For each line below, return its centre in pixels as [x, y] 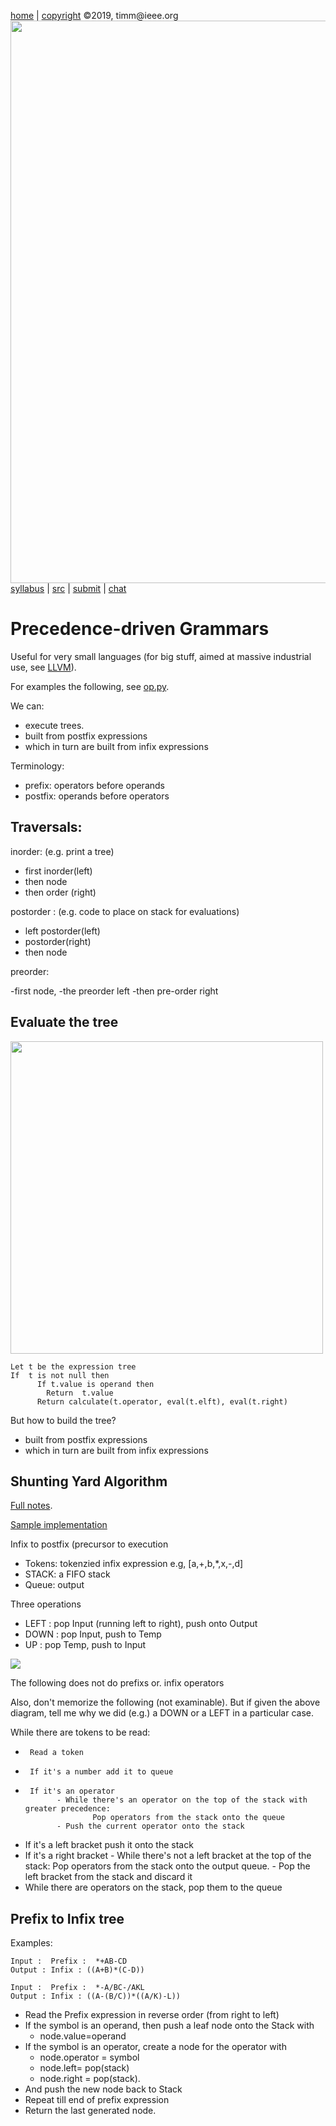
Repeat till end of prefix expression [97, 2100]
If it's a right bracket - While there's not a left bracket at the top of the [168, 1856]
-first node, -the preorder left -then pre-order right [114, 991]
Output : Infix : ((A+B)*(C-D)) [77, 1970]
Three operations [46, 1604]
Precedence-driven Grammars [140, 629]
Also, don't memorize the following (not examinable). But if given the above [165, 1702]
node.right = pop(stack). [90, 2079]
